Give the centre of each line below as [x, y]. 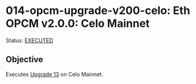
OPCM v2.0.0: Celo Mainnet [78, 23]
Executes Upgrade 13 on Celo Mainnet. [54, 74]
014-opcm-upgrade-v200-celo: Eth [98, 11]
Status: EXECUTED [30, 40]
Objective [25, 59]
